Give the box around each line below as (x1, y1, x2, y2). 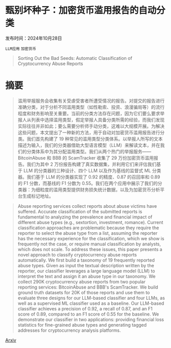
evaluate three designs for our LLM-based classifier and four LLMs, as (17, 295, 165, 301)
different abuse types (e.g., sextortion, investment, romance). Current (17, 219, 163, 225)
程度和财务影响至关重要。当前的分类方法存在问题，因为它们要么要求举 (17, 110, 165, 116)
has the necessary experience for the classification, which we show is (17, 235, 164, 241)
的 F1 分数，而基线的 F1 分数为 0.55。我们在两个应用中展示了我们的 (17, 180, 158, 186)
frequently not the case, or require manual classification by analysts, (17, 241, 161, 247)
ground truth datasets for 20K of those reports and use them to (17, 289, 150, 295)
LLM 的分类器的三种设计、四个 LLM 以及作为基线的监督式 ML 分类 (23, 167, 161, 173)
